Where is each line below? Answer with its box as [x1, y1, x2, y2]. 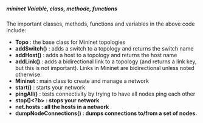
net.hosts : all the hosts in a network [15, 103, 109, 110]
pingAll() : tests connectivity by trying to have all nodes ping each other [15, 90, 196, 97]
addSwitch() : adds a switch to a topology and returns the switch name [15, 44, 194, 52]
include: [6, 26, 27, 33]
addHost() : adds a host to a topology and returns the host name [15, 51, 177, 58]
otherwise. [15, 71, 43, 78]
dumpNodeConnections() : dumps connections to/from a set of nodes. [15, 110, 198, 117]
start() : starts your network [15, 83, 86, 91]
